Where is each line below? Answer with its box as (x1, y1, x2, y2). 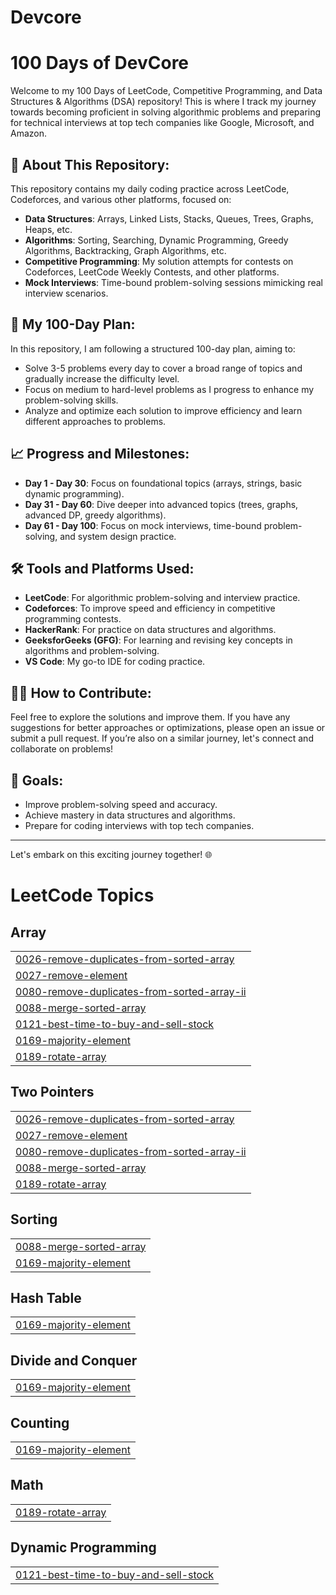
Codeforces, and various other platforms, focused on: (10, 193, 232, 205)
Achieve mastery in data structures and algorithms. (24, 809, 236, 821)
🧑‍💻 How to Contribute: (10, 684, 152, 701)
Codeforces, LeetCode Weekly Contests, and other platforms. (24, 266, 280, 278)
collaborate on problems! (10, 743, 114, 755)
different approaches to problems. (24, 415, 167, 427)
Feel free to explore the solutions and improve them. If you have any (10, 711, 291, 723)
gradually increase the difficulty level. (24, 372, 180, 385)
